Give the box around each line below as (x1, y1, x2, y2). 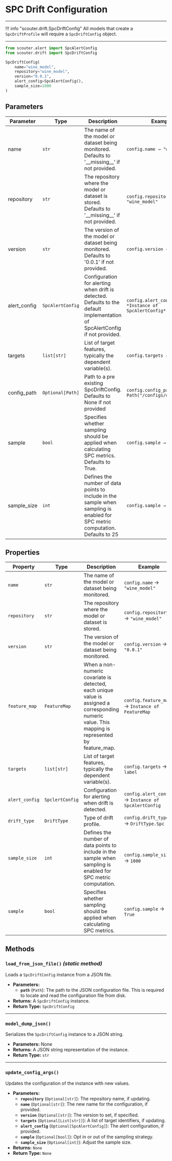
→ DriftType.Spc (123, 820, 165, 827)
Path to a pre (84, 373, 115, 380)
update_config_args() (5, 1070, 59, 1075)
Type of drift (83, 814, 114, 822)
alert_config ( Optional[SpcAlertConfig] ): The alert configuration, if (20, 1123, 164, 1129)
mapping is (83, 725, 110, 732)
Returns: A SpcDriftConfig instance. (12, 998, 90, 1004)
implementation (84, 311, 122, 318)
